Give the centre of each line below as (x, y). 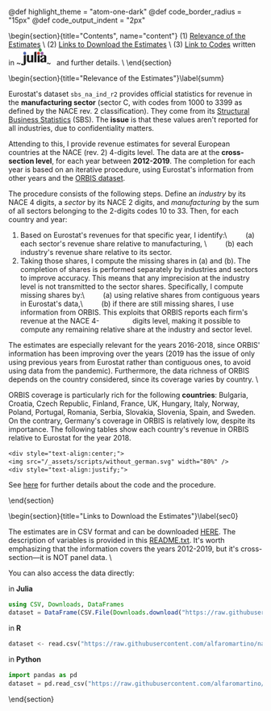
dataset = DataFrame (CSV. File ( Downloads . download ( (95, 613)
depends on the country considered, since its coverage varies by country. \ (133, 379)
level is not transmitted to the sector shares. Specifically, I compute (131, 286)
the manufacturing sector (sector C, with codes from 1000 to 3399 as (125, 102)
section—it (26, 557)
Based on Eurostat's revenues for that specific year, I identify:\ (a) (138, 235)
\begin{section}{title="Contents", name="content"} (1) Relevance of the (127, 36)
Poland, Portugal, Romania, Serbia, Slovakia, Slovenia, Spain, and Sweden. (132, 412)
